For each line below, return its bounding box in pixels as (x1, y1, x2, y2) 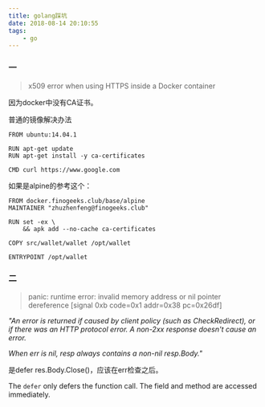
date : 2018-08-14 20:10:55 (8, 19, 99, 27)
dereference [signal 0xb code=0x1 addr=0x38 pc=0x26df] (27, 300, 222, 310)
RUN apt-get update (8, 144, 74, 153)
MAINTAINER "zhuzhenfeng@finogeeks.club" (8, 204, 149, 212)
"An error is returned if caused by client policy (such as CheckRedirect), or (8, 315, 255, 325)
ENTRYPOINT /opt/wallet (8, 253, 88, 261)
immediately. (8, 389, 51, 399)
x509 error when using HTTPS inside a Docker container (27, 81, 216, 91)
